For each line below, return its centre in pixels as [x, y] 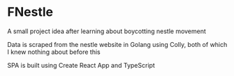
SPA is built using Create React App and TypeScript [81, 65]
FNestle [30, 12]
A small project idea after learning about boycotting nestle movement [107, 31]
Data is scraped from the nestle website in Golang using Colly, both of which [117, 44]
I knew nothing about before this [54, 52]
